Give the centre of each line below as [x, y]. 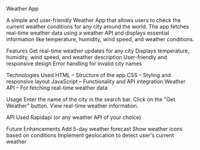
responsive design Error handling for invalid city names [74, 63]
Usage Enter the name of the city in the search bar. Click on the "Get [91, 99]
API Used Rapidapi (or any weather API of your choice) [74, 117]
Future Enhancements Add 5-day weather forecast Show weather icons [95, 129]
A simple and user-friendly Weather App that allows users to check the [93, 20]
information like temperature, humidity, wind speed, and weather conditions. [100, 39]
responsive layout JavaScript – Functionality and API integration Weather [96, 81]
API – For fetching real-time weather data [57, 88]
